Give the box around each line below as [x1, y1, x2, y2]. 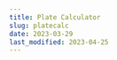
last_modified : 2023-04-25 [9, 37, 109, 47]
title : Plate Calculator [9, 12, 101, 22]
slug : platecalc [9, 21, 69, 30]
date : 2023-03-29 [9, 29, 74, 38]
